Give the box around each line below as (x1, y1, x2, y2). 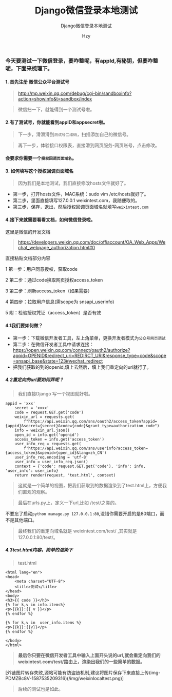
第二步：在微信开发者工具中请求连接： (12, 341, 94, 347)
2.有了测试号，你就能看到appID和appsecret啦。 (5, 119, 108, 125)
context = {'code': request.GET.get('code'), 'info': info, (14, 464, 146, 469)
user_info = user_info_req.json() (14, 459, 88, 464)
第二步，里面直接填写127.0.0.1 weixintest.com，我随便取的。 (12, 197, 140, 204)
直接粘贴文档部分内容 (5, 255, 50, 262)
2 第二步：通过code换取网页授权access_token (5, 277, 103, 283)
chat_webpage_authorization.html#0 (17, 245, 95, 251)
